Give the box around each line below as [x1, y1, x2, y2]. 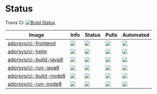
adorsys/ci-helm [7, 48, 47, 55]
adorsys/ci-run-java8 [7, 64, 60, 71]
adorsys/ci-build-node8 [7, 72, 66, 79]
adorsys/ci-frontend [7, 39, 56, 46]
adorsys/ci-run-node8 [7, 80, 62, 87]
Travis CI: [5, 19, 25, 25]
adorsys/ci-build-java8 [7, 56, 63, 63]
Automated [122, 31, 150, 38]
